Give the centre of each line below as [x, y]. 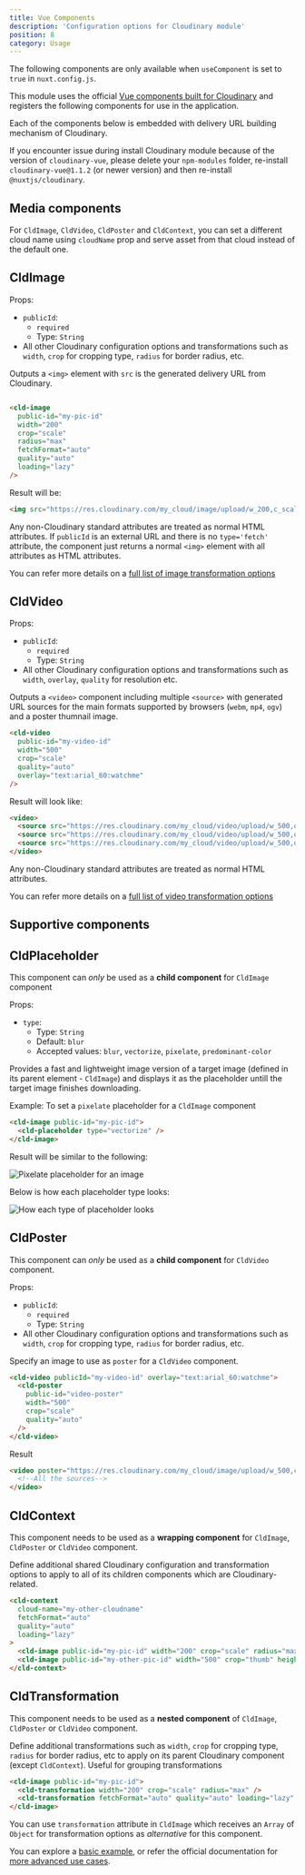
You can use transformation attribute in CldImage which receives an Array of [152, 1824]
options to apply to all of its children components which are [120, 1574]
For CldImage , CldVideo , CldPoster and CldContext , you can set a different [146, 230]
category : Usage [40, 43]
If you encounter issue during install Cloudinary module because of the [142, 151]
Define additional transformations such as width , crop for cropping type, [144, 1745]
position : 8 [32, 35]
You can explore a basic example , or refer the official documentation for [144, 1851]
